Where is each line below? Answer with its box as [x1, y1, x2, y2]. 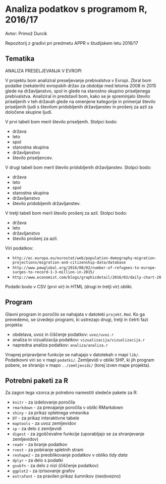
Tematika [5, 55, 35, 63]
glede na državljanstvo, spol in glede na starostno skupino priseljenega [5, 88, 150, 94]
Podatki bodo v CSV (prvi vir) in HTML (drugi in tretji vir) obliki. [5, 283, 133, 289]
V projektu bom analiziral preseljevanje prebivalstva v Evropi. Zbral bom [5, 77, 152, 83]
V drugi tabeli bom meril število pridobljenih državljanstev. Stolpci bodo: [5, 164, 152, 170]
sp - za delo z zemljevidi [12, 426, 62, 432]
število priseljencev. [12, 155, 53, 161]
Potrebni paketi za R [5, 376, 68, 385]
